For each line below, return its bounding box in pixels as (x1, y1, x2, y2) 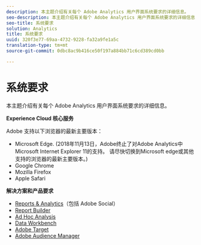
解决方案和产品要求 (6, 187, 54, 194)
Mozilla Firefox (14, 168, 51, 175)
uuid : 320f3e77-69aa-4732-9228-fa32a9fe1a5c (6, 37, 119, 43)
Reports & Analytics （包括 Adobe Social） (14, 199, 118, 207)
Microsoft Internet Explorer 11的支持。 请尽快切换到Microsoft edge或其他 (14, 148, 194, 155)
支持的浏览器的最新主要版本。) (14, 155, 88, 162)
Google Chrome (14, 162, 54, 169)
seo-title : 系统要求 (6, 20, 54, 26)
